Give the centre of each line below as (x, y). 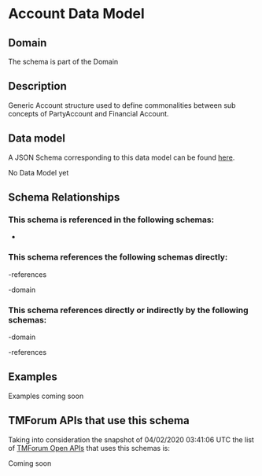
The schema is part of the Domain (63, 61)
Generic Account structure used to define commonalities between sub (122, 105)
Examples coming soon (46, 396)
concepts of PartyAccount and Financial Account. (89, 113)
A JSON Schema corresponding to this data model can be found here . (122, 157)
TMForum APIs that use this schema (99, 421)
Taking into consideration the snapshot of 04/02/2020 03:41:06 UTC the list (131, 439)
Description (37, 86)
